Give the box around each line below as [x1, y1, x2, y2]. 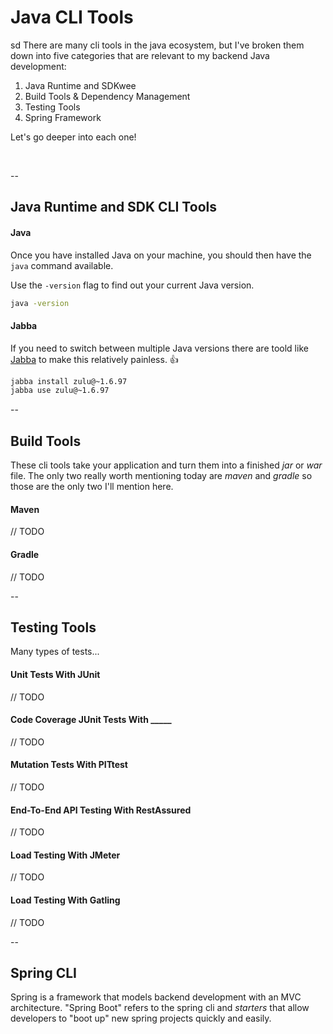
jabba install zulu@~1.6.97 [10, 376, 128, 386]
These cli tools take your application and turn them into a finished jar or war [10, 459, 323, 471]
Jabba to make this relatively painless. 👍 [10, 353, 179, 365]
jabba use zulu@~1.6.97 [10, 386, 110, 396]
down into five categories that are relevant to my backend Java [10, 49, 270, 61]
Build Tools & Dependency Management [24, 90, 191, 102]
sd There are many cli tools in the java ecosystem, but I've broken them [10, 39, 305, 51]
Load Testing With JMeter [10, 849, 121, 861]
